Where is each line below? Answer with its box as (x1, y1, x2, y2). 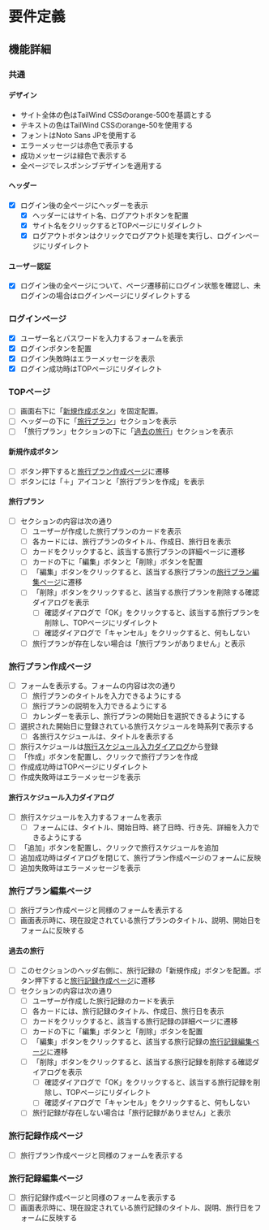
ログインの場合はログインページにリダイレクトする (19, 291, 191, 301)
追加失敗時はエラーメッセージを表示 (19, 863, 141, 873)
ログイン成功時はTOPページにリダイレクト (19, 363, 163, 374)
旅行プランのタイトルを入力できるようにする (32, 691, 182, 700)
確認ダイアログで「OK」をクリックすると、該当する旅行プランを (44, 608, 261, 617)
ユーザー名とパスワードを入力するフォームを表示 (19, 333, 184, 343)
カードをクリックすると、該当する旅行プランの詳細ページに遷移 (32, 547, 246, 557)
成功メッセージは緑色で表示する (19, 150, 127, 160)
